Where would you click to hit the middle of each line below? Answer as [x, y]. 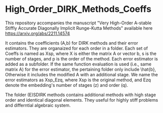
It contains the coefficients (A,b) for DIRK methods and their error [72, 43]
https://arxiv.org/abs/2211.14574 [38, 33]
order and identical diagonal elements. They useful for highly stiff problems [81, 100]
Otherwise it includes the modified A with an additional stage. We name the [81, 74]
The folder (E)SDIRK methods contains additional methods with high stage [81, 95]
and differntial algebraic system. [38, 105]
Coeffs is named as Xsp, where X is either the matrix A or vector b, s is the [81, 54]
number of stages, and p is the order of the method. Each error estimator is [81, 58]
